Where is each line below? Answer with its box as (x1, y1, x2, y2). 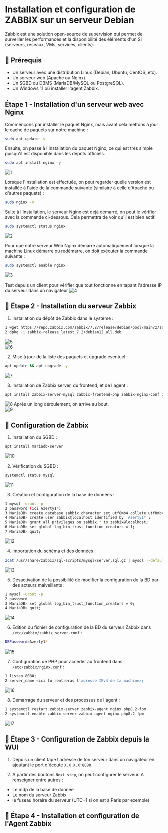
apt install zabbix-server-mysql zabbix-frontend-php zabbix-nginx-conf (5, 392, 160, 397)
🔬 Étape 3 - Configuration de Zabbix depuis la (5, 735, 149, 744)
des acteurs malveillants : (12, 582, 65, 588)
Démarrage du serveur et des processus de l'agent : (12, 697, 120, 703)
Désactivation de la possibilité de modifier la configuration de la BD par (12, 577, 159, 583)
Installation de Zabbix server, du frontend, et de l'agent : (12, 382, 128, 388)
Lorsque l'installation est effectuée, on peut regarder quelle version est (5, 179, 151, 186)
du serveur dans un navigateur (5, 287, 68, 293)
